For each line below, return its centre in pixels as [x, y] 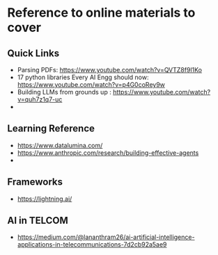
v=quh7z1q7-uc [40, 99]
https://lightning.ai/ [45, 199]
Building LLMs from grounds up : [64, 92]
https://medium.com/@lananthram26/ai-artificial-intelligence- [106, 237]
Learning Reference [51, 129]
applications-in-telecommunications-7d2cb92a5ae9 [92, 245]
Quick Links [33, 53]
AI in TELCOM [38, 221]
